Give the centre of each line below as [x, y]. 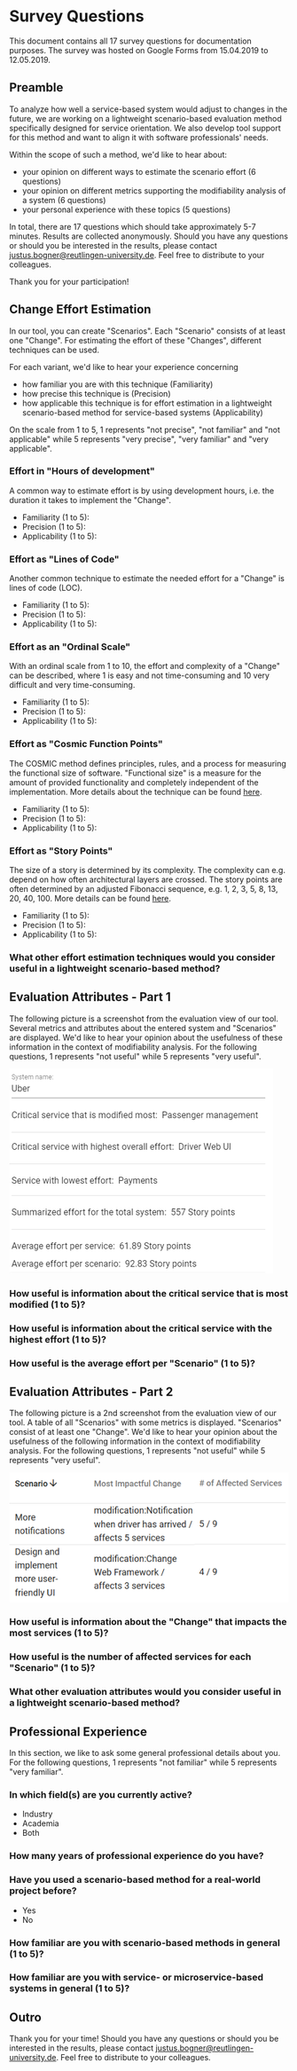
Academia [40, 1823]
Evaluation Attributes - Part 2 [91, 1392]
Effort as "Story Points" [61, 851]
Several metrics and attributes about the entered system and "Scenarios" [143, 1028]
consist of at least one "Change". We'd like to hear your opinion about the [143, 1432]
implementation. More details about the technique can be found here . [136, 791]
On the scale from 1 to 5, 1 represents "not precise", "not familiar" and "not [145, 429]
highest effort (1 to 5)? [58, 1339]
